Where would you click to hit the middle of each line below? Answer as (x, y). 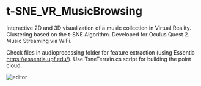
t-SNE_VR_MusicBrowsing (74, 11)
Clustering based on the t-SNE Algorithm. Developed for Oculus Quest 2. (98, 34)
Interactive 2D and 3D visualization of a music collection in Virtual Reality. (99, 28)
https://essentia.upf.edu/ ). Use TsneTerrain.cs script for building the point (99, 59)
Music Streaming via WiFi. (39, 41)
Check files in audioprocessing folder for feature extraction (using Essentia (101, 52)
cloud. (14, 65)
